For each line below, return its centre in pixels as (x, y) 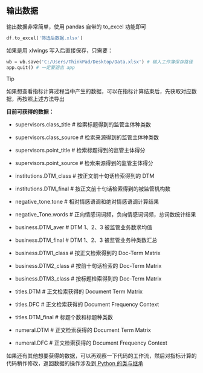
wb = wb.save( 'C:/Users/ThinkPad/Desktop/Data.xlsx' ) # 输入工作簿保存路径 (100, 62)
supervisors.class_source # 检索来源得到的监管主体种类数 (87, 137)
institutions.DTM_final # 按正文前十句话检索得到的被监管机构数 (93, 189)
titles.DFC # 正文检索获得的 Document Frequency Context (87, 305)
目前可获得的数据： (30, 112)
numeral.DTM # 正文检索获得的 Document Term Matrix (83, 330)
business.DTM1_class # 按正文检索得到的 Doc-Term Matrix (88, 253)
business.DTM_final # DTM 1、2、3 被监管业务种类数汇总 (86, 240)
